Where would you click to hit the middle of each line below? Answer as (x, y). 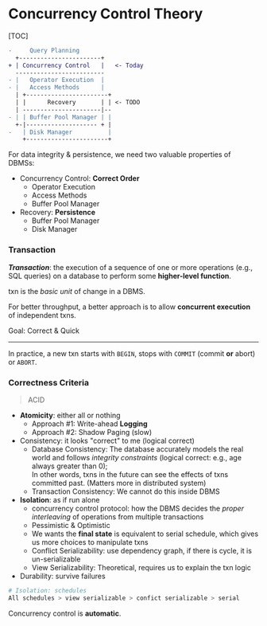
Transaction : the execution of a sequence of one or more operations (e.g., (130, 267)
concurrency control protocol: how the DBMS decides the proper (138, 508)
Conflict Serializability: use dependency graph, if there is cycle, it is (142, 550)
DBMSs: (21, 163)
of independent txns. (43, 315)
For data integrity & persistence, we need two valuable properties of (120, 155)
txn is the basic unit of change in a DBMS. (77, 291)
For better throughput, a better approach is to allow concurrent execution (130, 307)
